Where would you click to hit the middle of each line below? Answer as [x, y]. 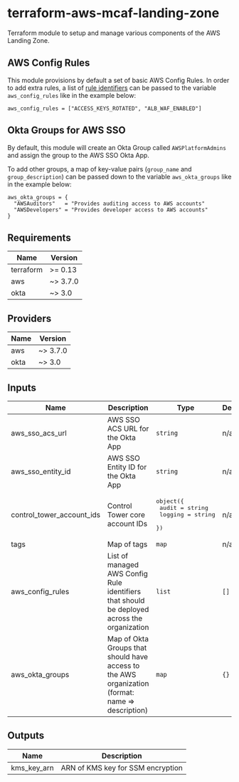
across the [125, 618]
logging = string [187, 515]
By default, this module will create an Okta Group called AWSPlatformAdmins [117, 147]
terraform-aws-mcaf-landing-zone [113, 13]
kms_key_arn [33, 768]
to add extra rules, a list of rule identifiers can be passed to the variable [112, 88]
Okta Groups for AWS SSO [67, 130]
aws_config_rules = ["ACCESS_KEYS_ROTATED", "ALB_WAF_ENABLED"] [105, 109]
